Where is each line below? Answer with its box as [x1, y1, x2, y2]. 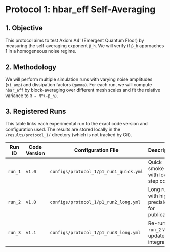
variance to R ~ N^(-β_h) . [5, 92, 59, 99]
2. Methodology [5, 62, 57, 72]
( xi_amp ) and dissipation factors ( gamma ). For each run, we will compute [5, 81, 152, 87]
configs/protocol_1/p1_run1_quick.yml [50, 169, 143, 174]
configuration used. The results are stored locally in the [5, 126, 120, 132]
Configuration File [74, 146, 119, 153]
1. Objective [5, 24, 43, 33]
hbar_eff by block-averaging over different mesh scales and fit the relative [5, 87, 161, 93]
